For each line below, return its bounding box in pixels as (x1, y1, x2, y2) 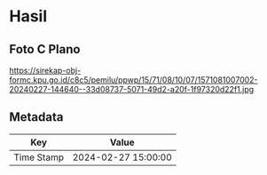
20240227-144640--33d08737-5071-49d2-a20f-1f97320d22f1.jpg (9, 84, 255, 94)
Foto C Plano (9, 42, 81, 57)
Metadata (9, 109, 64, 125)
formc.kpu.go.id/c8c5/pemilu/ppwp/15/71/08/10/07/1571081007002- (9, 75, 259, 85)
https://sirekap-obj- (9, 65, 82, 76)
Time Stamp (13, 151, 65, 163)
